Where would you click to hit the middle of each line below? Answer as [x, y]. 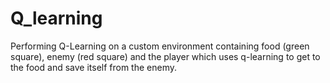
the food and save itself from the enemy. [94, 67]
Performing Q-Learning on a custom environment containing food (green [160, 46]
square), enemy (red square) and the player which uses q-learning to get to [165, 56]
